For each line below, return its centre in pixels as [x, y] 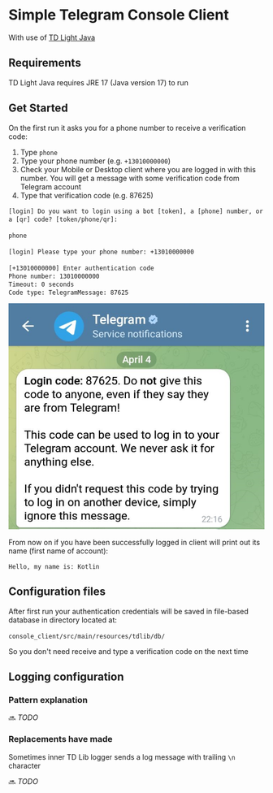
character [25, 765]
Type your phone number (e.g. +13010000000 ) [95, 161]
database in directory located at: [63, 620]
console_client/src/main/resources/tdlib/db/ [87, 636]
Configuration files [57, 592]
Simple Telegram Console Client [119, 15]
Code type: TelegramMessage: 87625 [69, 292]
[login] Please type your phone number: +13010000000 [102, 252]
